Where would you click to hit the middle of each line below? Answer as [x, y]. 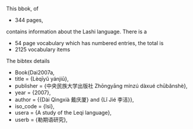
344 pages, [29, 20]
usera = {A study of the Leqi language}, [63, 113]
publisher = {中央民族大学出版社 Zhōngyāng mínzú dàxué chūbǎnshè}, [101, 86]
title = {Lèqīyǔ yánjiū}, [42, 79]
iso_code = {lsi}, [34, 106]
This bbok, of [22, 9]
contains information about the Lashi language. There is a [77, 32]
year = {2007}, [33, 92]
